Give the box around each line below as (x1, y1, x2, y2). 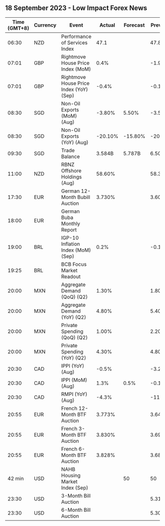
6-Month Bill (61, 506, 91, 513)
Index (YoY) (61, 86, 88, 93)
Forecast (123, 22, 145, 29)
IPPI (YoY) (61, 362, 84, 369)
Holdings (61, 173, 82, 180)
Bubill (77, 194, 90, 200)
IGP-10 (61, 234, 79, 241)
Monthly (61, 220, 80, 227)
